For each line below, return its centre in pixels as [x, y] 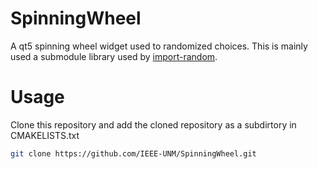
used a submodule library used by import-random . [114, 56]
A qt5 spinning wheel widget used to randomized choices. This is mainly [159, 46]
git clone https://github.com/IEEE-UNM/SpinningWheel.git [133, 153]
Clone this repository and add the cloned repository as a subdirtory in [153, 124]
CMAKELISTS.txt [45, 135]
